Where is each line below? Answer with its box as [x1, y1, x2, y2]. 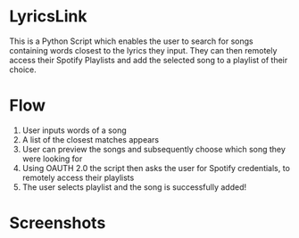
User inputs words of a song [21, 125, 127, 135]
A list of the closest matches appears [21, 134, 159, 144]
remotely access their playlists [21, 172, 135, 183]
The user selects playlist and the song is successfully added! [21, 181, 247, 193]
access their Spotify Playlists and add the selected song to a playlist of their [9, 54, 288, 65]
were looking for [21, 153, 83, 164]
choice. [9, 64, 37, 75]
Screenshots [9, 213, 106, 234]
